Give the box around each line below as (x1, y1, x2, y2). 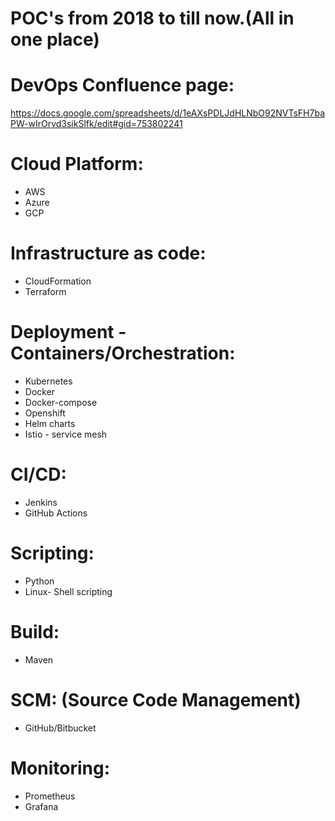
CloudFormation (24, 275, 92, 287)
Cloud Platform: (10, 153, 144, 176)
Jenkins (24, 496, 58, 508)
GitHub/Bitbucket (24, 722, 97, 734)
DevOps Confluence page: (10, 74, 235, 97)
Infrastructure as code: (10, 242, 207, 265)
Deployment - (10, 321, 127, 344)
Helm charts (24, 417, 76, 429)
